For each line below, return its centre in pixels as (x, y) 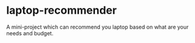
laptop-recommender (61, 10)
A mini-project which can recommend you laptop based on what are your (97, 27)
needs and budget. (30, 33)
